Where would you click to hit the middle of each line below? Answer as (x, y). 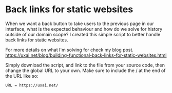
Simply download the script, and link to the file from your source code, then (85, 65)
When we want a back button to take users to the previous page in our (80, 24)
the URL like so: (22, 76)
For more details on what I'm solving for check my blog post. (69, 50)
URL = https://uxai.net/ (32, 85)
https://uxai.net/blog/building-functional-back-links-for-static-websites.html (86, 55)
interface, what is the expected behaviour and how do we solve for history (84, 29)
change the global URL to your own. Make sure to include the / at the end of (85, 71)
